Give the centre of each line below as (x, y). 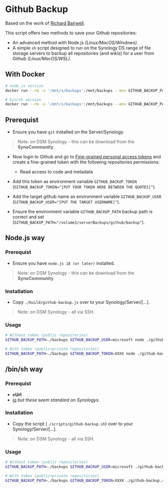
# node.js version (24, 86)
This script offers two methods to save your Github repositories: (71, 33)
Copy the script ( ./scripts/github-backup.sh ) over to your (73, 424)
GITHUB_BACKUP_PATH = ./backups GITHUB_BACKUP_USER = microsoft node (74, 340)
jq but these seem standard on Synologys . (56, 400)
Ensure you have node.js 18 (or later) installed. (63, 263)
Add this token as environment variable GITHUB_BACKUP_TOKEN (74, 182)
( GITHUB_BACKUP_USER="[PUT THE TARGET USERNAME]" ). (66, 202)
